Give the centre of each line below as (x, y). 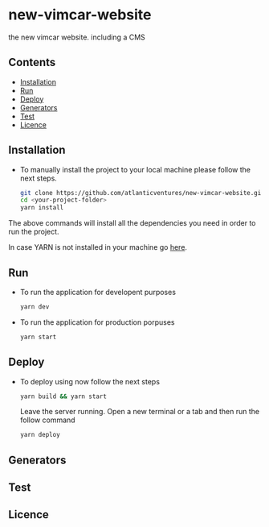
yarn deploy (40, 435)
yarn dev (35, 307)
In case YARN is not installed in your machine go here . (98, 247)
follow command (47, 420)
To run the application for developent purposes (98, 292)
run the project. (34, 232)
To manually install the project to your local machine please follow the (135, 169)
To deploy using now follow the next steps (90, 381)
